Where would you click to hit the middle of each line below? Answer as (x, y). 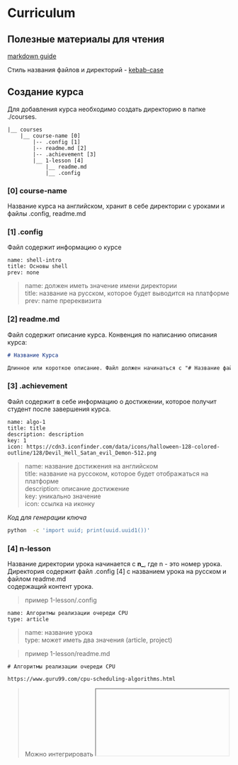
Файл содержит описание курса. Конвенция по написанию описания (112, 335)
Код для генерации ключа (47, 517)
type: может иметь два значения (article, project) (98, 640)
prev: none (23, 273)
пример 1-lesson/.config (61, 600)
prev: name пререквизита (63, 301)
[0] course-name (37, 190)
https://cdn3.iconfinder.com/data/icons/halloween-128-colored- (123, 447)
